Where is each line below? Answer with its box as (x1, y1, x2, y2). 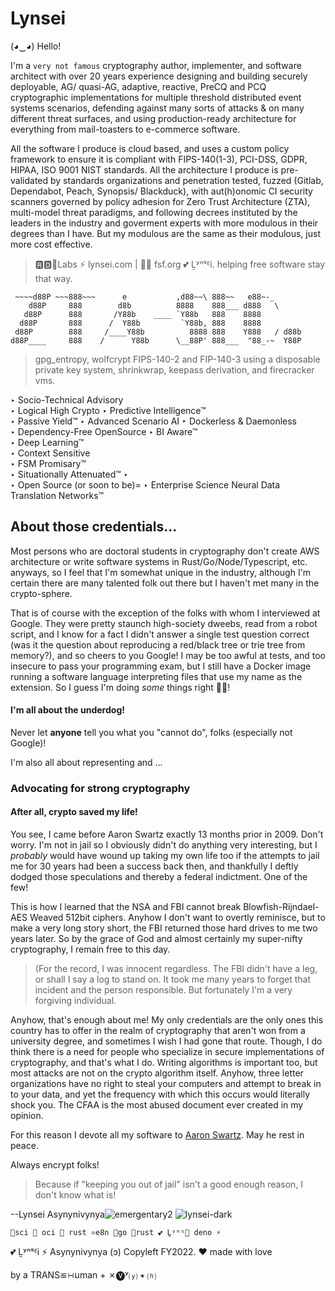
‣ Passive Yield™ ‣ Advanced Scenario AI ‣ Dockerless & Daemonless (10, 415, 298, 427)
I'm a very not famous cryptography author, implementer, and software (10, 59, 302, 71)
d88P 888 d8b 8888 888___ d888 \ (28, 300, 280, 311)
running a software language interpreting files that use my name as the (10, 670, 303, 682)
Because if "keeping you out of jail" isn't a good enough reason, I (34, 1178, 304, 1191)
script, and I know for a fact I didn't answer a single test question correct (10, 628, 310, 640)
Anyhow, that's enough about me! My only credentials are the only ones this (10, 1014, 324, 1026)
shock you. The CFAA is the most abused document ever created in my (10, 1099, 304, 1111)
